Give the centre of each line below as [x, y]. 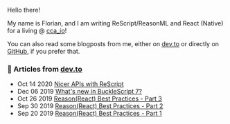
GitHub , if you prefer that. [44, 51]
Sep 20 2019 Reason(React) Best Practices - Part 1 [89, 114]
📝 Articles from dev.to [45, 69]
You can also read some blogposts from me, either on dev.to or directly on [113, 44]
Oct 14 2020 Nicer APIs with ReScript [70, 84]
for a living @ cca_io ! [37, 31]
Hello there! [24, 10]
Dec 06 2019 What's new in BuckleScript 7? [79, 92]
